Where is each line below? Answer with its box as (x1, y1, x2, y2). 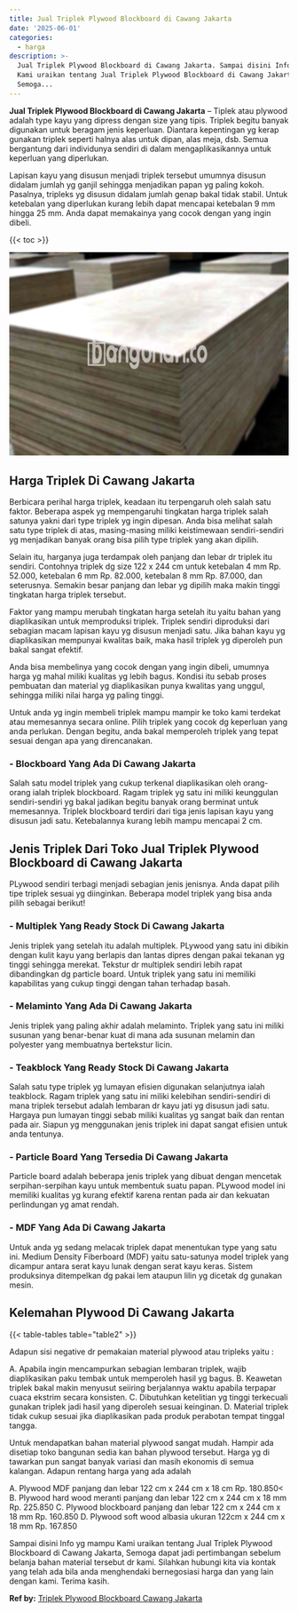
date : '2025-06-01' (9, 23, 82, 33)
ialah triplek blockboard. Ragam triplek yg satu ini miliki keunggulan (32, 787, 278, 798)
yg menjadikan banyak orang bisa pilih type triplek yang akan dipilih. (9, 534, 259, 546)
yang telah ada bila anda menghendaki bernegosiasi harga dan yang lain (9, 1566, 274, 1576)
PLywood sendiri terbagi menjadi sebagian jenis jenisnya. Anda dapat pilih (9, 879, 280, 890)
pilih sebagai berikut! (9, 898, 86, 908)
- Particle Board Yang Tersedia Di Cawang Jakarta (9, 1151, 229, 1163)
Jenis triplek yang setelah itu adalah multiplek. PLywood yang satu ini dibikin (9, 940, 289, 951)
